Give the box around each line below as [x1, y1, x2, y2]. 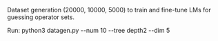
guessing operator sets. [7, 13, 75, 21]
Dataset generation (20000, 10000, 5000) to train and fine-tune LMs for [7, 6, 212, 14]
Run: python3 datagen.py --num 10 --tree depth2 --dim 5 [7, 27, 170, 34]
